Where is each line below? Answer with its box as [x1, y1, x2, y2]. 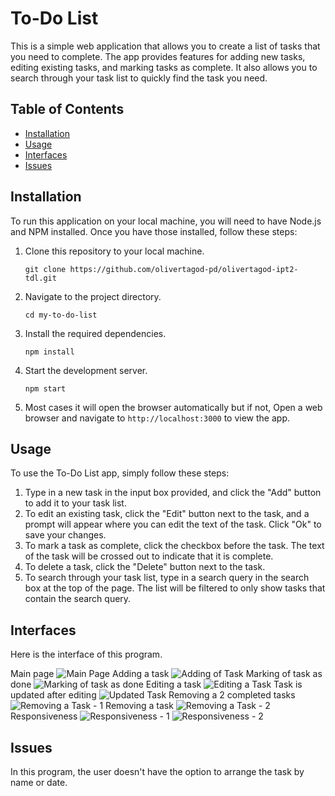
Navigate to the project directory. [24, 290, 162, 302]
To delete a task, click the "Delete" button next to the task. [24, 561, 266, 573]
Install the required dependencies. [24, 327, 167, 339]
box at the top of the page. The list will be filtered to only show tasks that [24, 582, 326, 594]
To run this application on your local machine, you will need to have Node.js [10, 215, 322, 227]
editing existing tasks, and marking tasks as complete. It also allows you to [10, 61, 318, 73]
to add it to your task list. [24, 497, 127, 509]
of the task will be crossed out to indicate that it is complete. [24, 550, 274, 562]
